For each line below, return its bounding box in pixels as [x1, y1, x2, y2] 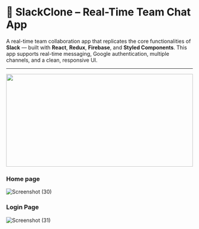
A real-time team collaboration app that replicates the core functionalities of [6, 37, 191, 44]
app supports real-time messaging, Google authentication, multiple [6, 50, 170, 57]
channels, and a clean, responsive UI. [6, 56, 98, 63]
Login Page [6, 203, 40, 211]
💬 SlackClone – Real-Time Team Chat [6, 5, 191, 19]
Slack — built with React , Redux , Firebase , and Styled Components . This [6, 44, 188, 51]
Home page [6, 174, 40, 183]
